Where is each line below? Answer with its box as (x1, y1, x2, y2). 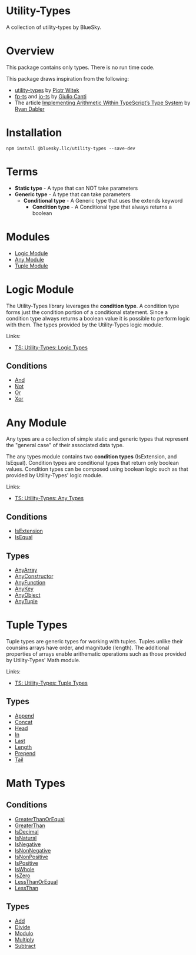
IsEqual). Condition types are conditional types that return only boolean (6, 460, 180, 467)
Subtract (14, 942, 36, 949)
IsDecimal (14, 828, 39, 835)
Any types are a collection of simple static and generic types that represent (6, 435, 189, 442)
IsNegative (14, 841, 41, 848)
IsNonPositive (14, 853, 48, 860)
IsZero (14, 872, 31, 879)
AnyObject (14, 591, 41, 599)
